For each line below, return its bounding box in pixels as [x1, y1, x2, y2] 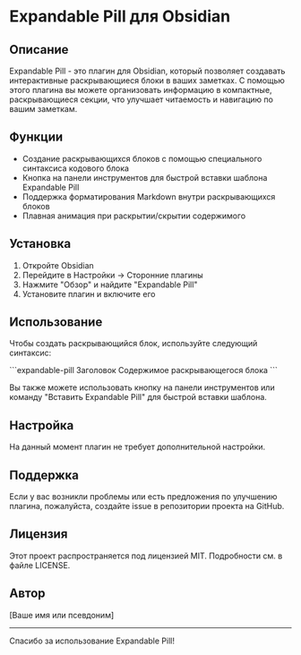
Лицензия [9, 526, 68, 542]
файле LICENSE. [9, 559, 71, 570]
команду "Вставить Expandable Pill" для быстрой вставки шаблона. [9, 392, 267, 403]
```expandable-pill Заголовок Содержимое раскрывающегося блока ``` [9, 365, 278, 376]
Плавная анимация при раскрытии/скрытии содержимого [21, 210, 246, 221]
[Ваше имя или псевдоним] [9, 609, 115, 620]
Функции [9, 130, 64, 145]
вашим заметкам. [9, 104, 78, 114]
